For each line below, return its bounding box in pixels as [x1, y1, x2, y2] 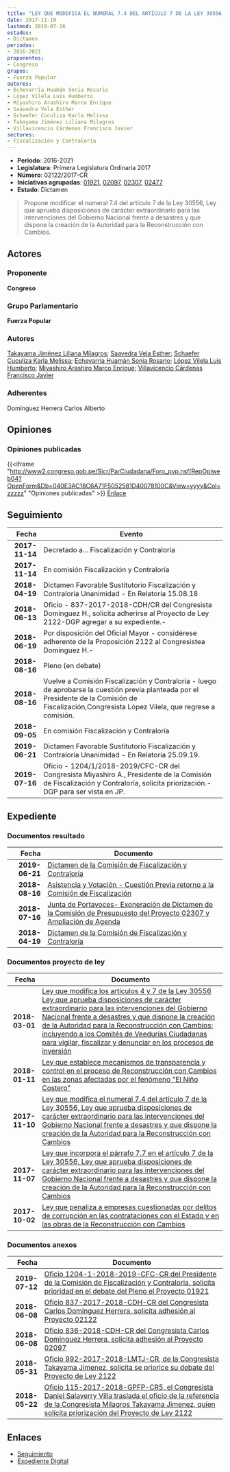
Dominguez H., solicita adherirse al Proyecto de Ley [43, 608, 209, 618]
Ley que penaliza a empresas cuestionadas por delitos [42, 1202, 217, 1212]
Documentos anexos [7, 1240, 77, 1250]
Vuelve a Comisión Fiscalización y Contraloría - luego [43, 676, 217, 686]
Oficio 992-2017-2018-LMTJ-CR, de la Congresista [44, 1354, 219, 1364]
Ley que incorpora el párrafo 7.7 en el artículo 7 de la [42, 1148, 214, 1158]
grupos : [7, 67, 29, 74]
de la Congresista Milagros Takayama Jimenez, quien [44, 1400, 216, 1410]
